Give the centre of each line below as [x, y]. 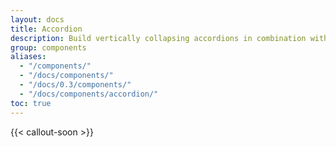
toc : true [31, 103]
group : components [48, 47]
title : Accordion [46, 29]
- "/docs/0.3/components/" [75, 85]
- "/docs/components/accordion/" [89, 94]
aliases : [28, 57]
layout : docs [37, 19]
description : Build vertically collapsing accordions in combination [158, 38]
